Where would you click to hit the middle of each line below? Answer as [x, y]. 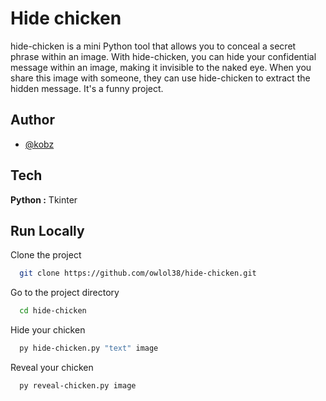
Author [32, 120]
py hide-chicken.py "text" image [89, 348]
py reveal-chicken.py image [78, 386]
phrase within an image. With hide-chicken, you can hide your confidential [163, 56]
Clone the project [46, 255]
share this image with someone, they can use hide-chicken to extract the [160, 78]
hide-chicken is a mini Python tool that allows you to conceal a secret [153, 46]
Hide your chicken [48, 330]
